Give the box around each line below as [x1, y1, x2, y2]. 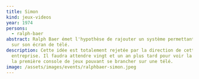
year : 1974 [6, 20, 33, 26]
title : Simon [6, 8, 38, 15]
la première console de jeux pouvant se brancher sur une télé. [11, 58, 174, 64]
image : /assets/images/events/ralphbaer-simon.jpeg [6, 64, 136, 70]
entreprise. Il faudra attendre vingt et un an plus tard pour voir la [11, 53, 192, 59]
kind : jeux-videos [6, 14, 52, 20]
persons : [6, 25, 28, 31]
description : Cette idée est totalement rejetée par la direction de [6, 48, 182, 53]
